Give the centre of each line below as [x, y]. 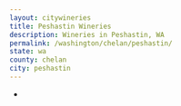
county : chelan [38, 60]
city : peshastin [40, 69]
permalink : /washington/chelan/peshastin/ [91, 43]
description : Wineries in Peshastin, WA [87, 34]
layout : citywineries [50, 18]
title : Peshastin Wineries [60, 26]
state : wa [28, 52]
